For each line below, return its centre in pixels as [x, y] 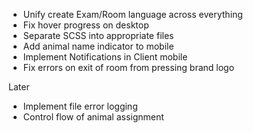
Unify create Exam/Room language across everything [132, 14]
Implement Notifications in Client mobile [105, 57]
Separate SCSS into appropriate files [98, 35]
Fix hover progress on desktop [86, 25]
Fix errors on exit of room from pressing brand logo [128, 67]
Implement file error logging [80, 106]
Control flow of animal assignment [93, 117]
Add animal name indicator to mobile [98, 46]
